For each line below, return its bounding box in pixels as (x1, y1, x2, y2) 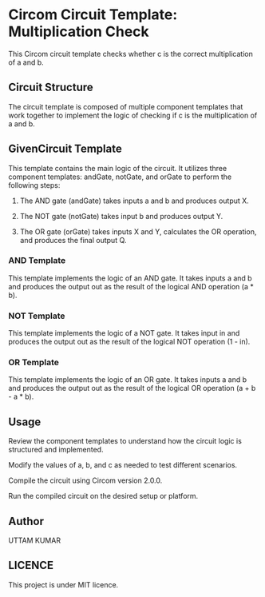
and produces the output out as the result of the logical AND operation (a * (8, 281, 254, 291)
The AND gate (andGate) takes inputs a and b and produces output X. (19, 196, 249, 205)
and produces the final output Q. (19, 235, 127, 245)
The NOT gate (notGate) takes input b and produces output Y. (19, 211, 223, 221)
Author (8, 514, 44, 528)
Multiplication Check (8, 22, 149, 41)
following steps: (8, 180, 61, 189)
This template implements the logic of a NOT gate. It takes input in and (8, 328, 240, 338)
